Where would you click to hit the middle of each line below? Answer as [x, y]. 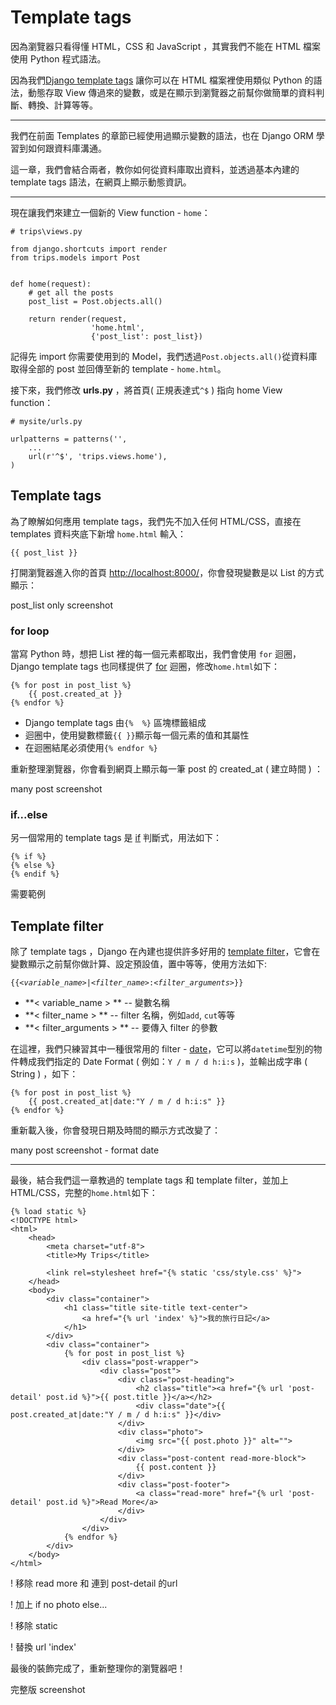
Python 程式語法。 [68, 58]
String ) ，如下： [44, 1074]
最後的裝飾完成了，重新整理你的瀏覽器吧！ [98, 1668]
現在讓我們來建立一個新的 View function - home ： [110, 212]
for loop [30, 631]
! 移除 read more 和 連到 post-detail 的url [94, 1583]
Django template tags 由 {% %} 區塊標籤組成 [115, 723]
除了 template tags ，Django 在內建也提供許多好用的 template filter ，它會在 [165, 952]
